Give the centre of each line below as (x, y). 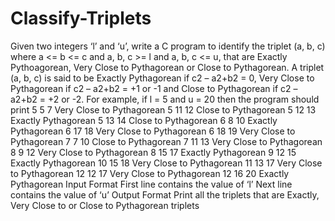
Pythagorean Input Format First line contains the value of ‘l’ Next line (151, 184)
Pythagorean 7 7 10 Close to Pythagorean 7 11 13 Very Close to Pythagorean (166, 141)
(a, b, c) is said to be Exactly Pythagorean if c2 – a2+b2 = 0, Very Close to (162, 78)
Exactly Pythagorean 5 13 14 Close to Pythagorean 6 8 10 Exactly (144, 120)
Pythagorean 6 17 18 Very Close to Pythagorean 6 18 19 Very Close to (153, 131)
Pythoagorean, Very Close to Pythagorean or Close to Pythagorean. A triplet (167, 67)
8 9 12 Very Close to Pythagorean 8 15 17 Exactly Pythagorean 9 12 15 (153, 152)
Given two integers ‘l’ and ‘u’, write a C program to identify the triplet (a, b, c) (168, 46)
